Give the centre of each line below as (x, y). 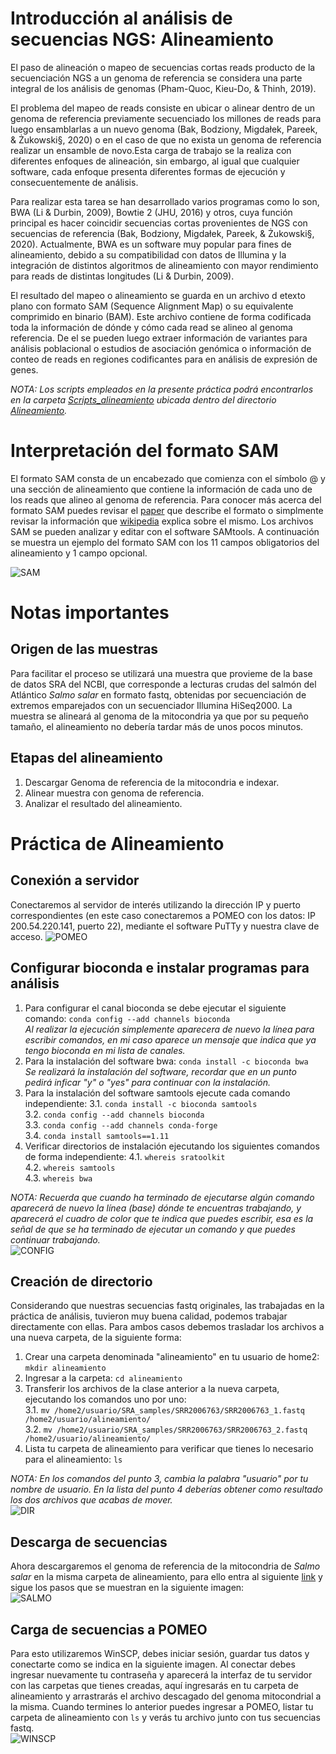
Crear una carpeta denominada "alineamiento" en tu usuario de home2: (172, 1357)
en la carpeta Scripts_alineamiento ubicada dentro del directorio (143, 399)
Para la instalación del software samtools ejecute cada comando (157, 1093)
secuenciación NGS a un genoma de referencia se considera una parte (156, 78)
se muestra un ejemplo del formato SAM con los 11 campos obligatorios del (165, 542)
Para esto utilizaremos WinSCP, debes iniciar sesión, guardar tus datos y (160, 1653)
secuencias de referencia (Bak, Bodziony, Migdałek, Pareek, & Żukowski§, (162, 233)
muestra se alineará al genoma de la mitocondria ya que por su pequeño (159, 716)
